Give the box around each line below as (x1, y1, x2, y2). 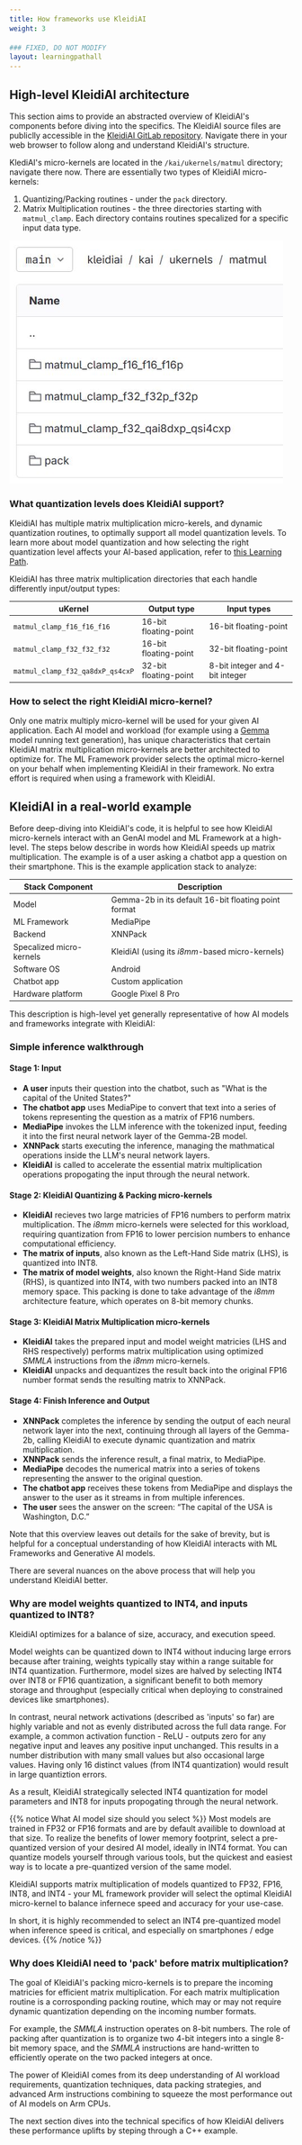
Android (111, 964, 141, 974)
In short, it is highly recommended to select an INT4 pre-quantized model (9, 1914, 281, 1926)
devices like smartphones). (9, 1694, 110, 1705)
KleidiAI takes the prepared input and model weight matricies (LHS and (22, 1336, 288, 1347)
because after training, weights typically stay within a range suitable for (9, 1655, 274, 1666)
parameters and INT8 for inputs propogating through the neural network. (9, 1796, 279, 1806)
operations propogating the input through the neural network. (22, 1169, 250, 1180)
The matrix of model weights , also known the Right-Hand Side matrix (22, 1267, 281, 1278)
